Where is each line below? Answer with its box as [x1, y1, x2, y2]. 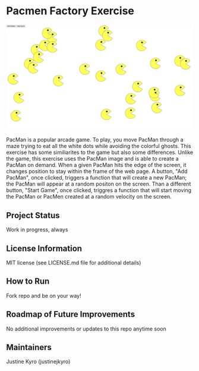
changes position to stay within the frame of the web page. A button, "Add [6, 168, 188, 175]
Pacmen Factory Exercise [6, 4, 135, 18]
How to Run [6, 276, 50, 287]
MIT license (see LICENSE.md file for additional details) [6, 259, 141, 266]
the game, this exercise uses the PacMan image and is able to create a [6, 155, 179, 162]
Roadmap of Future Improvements [6, 309, 135, 319]
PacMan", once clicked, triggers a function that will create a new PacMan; [6, 174, 187, 181]
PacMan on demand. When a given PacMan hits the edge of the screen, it [6, 162, 187, 169]
